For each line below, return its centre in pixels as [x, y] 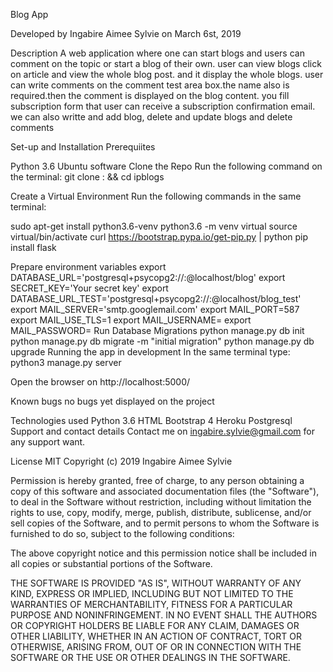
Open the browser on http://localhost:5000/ [100, 382]
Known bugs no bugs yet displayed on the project [112, 401]
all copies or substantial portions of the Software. [111, 563]
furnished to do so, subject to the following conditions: [122, 533]
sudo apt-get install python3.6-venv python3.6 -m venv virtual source [154, 226]
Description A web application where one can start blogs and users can [157, 53]
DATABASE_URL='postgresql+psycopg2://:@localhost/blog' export [148, 277]
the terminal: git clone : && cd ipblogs [87, 177]
